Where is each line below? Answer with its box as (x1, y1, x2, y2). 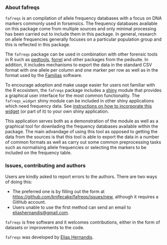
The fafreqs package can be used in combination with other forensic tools (5, 51, 158, 57)
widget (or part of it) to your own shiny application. (5, 108, 109, 114)
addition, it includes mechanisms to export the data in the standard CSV (5, 62, 153, 68)
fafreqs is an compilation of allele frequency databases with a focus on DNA (5, 15, 162, 21)
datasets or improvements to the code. (5, 224, 84, 230)
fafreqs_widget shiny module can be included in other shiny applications (5, 98, 154, 104)
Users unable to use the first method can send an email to (12, 204, 131, 210)
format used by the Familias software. (5, 73, 83, 79)
